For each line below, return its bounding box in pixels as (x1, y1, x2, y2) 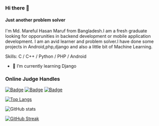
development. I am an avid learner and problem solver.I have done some (5, 38, 154, 44)
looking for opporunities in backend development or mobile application (5, 33, 151, 39)
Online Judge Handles (5, 76, 60, 83)
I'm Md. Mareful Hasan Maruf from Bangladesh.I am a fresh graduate (5, 28, 147, 34)
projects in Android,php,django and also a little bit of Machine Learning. (5, 44, 152, 50)
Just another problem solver (5, 17, 66, 23)
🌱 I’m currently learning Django (12, 63, 76, 69)
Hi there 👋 (5, 4, 30, 11)
